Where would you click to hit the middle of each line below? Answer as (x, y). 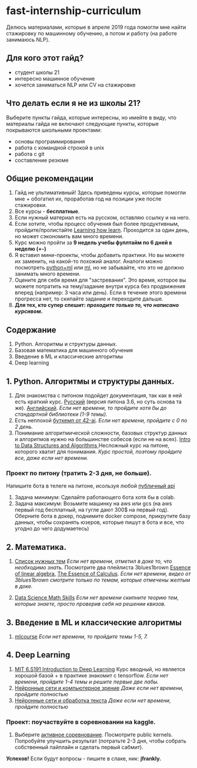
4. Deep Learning (38, 655)
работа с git (29, 153)
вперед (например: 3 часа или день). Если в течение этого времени (101, 293)
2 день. (24, 427)
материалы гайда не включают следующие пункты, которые (82, 123)
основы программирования (50, 141)
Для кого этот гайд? (45, 58)
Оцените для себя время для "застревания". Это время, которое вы (100, 280)
